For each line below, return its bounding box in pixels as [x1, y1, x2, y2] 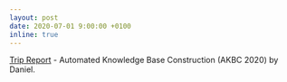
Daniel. [9, 64, 36, 75]
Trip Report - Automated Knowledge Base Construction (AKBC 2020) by [9, 55, 279, 66]
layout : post [9, 13, 59, 23]
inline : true [9, 30, 59, 39]
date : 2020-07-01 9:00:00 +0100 [9, 22, 131, 31]
